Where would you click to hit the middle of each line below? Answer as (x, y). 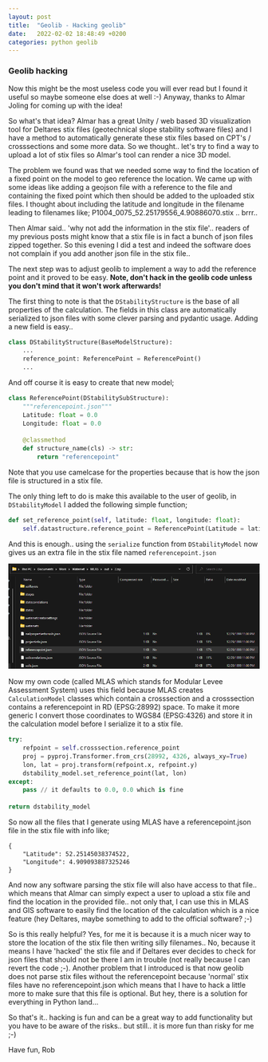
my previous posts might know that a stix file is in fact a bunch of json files (131, 236)
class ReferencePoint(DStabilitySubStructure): (89, 399)
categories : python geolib (53, 42)
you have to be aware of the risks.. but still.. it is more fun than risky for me (131, 1026)
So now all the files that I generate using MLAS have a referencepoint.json (130, 822)
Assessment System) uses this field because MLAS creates (106, 690)
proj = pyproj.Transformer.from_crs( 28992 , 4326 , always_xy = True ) (135, 756)
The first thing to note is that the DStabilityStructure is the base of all (124, 301)
